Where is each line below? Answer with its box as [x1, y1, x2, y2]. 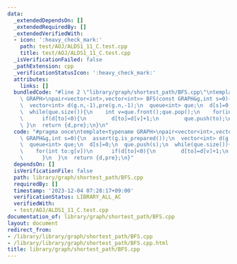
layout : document [7, 220, 59, 227]
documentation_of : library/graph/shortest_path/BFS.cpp [7, 213, 175, 220]
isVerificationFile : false [13, 167, 93, 175]
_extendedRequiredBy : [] [13, 23, 87, 30]
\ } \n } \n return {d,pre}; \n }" [20, 154, 134, 162]
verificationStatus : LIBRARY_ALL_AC [13, 194, 121, 201]
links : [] [20, 82, 49, 89]
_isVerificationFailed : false [13, 56, 102, 63]
